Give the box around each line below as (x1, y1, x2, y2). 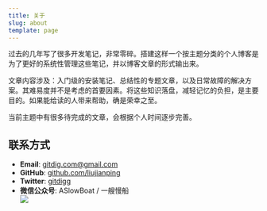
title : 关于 (8, 11, 45, 20)
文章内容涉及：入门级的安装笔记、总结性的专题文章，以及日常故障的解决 (8, 76, 245, 86)
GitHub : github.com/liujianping (19, 168, 121, 178)
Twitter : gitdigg (19, 176, 72, 186)
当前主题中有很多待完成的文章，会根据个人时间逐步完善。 (8, 113, 196, 122)
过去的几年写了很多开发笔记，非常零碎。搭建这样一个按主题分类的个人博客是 (8, 49, 259, 59)
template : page (8, 26, 59, 34)
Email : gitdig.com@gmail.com (19, 159, 118, 169)
